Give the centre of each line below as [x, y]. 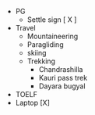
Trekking [41, 61]
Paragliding [45, 45]
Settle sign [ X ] [52, 20]
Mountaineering [53, 36]
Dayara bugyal [62, 86]
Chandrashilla [61, 69]
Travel [26, 28]
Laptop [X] [33, 102]
